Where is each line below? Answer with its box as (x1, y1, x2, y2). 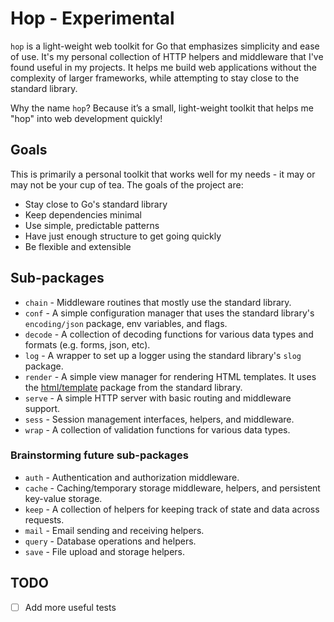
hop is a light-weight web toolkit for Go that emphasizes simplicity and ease (10, 40, 320, 52)
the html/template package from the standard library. (24, 381, 243, 393)
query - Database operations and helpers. (24, 535, 197, 547)
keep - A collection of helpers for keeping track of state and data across (24, 503, 320, 515)
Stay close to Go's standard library (24, 198, 168, 210)
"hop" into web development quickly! (10, 112, 163, 124)
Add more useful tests (24, 601, 117, 613)
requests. (24, 513, 65, 526)
